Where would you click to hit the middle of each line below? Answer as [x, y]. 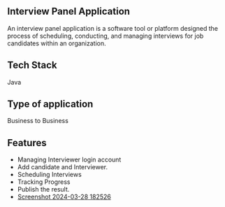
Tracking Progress [44, 182]
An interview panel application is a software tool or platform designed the [113, 28]
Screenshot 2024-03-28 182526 [64, 197]
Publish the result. [43, 190]
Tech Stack [32, 65]
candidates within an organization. [57, 43]
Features [27, 143]
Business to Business [38, 121]
